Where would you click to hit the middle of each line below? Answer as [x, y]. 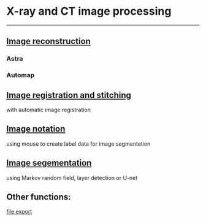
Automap [21, 75]
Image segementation [49, 163]
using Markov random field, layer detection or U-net [72, 178]
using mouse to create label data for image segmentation [78, 144]
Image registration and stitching [69, 95]
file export [19, 212]
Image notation [36, 129]
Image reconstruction [48, 41]
